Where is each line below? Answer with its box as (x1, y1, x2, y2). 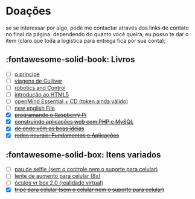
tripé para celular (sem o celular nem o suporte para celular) (14, 186, 164, 194)
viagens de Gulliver (14, 77, 63, 84)
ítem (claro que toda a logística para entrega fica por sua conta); (5, 37, 166, 44)
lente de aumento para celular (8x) (14, 172, 101, 180)
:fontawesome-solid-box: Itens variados (5, 150, 161, 160)
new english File (14, 104, 55, 112)
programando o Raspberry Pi (14, 112, 87, 119)
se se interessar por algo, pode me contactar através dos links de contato (5, 24, 190, 31)
